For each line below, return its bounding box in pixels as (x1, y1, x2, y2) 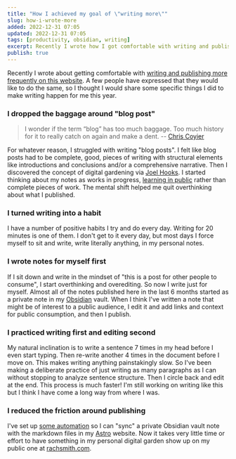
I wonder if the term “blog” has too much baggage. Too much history (24, 124, 224, 134)
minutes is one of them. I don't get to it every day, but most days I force (7, 231, 214, 240)
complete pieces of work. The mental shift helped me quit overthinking (7, 183, 212, 192)
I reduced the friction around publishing (7, 406, 146, 415)
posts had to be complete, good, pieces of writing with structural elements (7, 153, 223, 162)
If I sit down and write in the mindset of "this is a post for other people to (7, 272, 217, 281)
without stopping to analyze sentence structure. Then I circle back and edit (7, 373, 225, 382)
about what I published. (7, 190, 76, 199)
